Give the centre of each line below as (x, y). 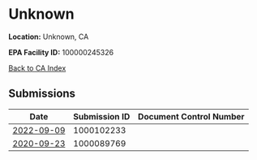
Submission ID (101, 116)
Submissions (42, 94)
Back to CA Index (37, 68)
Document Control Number (191, 116)
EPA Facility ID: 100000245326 (61, 52)
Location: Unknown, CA (49, 37)
